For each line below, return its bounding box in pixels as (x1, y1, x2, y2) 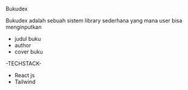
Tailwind (14, 78, 36, 85)
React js (14, 72, 35, 78)
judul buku (14, 35, 41, 42)
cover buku (14, 48, 43, 55)
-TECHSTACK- (5, 60, 42, 67)
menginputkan (5, 24, 42, 30)
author (14, 42, 32, 49)
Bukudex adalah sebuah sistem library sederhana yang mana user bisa (5, 17, 183, 24)
